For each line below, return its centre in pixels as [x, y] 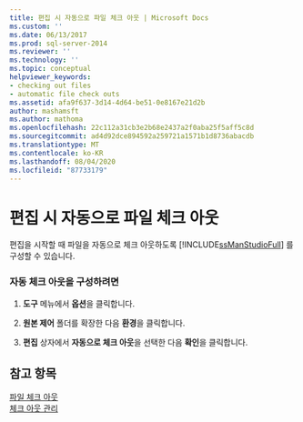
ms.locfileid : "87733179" [58, 170]
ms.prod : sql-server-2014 [58, 43]
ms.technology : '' [44, 60]
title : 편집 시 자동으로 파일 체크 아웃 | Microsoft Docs [109, 18]
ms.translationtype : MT [55, 145]
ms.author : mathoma [46, 119]
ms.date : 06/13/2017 [49, 35]
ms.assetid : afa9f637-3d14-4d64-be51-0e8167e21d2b [107, 102]
